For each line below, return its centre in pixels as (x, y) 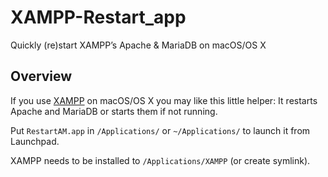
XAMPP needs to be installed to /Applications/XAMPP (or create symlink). (160, 160)
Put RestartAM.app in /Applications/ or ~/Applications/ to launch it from (160, 130)
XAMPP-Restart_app (98, 17)
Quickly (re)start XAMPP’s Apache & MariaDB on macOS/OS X (138, 45)
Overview (41, 76)
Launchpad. (35, 141)
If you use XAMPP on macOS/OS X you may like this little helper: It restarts (164, 100)
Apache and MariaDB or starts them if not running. (114, 111)
